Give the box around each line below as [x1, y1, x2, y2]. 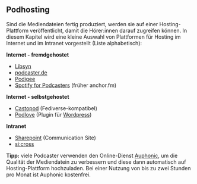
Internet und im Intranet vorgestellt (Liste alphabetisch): [6, 39, 142, 46]
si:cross [14, 140, 34, 148]
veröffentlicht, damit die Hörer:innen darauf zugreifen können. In [29, 27, 188, 34]
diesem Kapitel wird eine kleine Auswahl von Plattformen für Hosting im [6, 33, 181, 40]
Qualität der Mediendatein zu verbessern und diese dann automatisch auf [6, 158, 186, 166]
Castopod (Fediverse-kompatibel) [14, 104, 98, 112]
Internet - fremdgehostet [6, 51, 69, 58]
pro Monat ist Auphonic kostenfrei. [6, 171, 91, 178]
